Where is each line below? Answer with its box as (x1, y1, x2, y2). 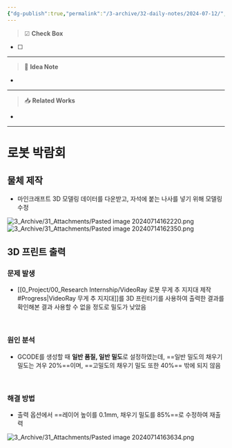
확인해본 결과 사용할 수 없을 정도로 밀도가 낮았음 (17, 303, 146, 312)
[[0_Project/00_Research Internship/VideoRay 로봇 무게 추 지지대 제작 (17, 285, 212, 294)
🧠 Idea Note (23, 62, 59, 71)
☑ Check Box (23, 29, 64, 37)
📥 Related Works (23, 96, 76, 105)
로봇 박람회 (7, 145, 66, 161)
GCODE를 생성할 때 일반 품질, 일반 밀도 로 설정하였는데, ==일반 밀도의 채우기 (17, 352, 223, 361)
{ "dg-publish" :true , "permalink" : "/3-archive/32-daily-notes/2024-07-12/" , (7, 10, 227, 17)
